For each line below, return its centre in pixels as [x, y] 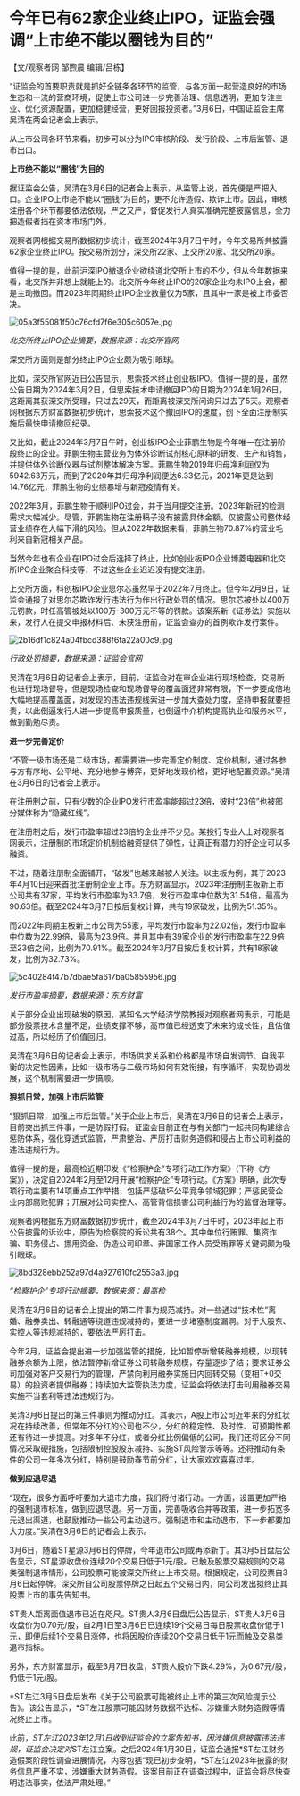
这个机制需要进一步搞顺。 [71, 1077]
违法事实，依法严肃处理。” [64, 1782]
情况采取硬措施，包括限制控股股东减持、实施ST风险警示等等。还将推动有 [143, 1448]
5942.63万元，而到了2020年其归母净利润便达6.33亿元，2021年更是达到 [142, 476]
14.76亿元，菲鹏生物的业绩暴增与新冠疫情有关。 [97, 486]
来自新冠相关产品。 [52, 539]
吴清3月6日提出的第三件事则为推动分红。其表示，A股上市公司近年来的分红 [146, 1414]
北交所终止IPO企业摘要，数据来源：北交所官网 [94, 340]
